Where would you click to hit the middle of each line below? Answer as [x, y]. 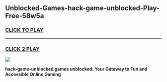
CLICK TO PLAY [24, 30]
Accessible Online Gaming [33, 74]
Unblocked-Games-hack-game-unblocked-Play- [83, 8]
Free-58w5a [25, 16]
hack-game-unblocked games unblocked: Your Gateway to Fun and [76, 69]
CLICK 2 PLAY [22, 49]
